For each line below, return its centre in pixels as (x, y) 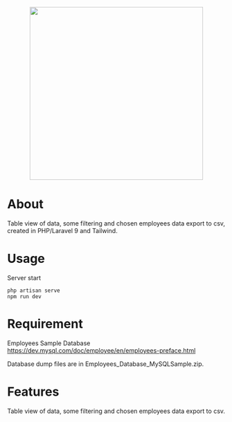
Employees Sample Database (49, 343)
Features (33, 392)
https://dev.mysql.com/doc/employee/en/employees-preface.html (101, 350)
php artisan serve (34, 291)
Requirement (45, 324)
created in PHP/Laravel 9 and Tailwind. (62, 230)
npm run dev (24, 296)
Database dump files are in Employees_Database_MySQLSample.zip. (106, 364)
